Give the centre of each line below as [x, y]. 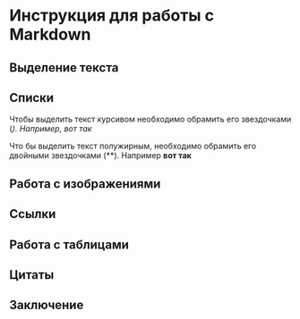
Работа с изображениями [85, 184]
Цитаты [32, 275]
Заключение [47, 305]
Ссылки [33, 214]
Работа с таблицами [69, 244]
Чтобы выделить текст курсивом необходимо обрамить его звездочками [150, 119]
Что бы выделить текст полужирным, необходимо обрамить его [133, 146]
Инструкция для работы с [112, 16]
